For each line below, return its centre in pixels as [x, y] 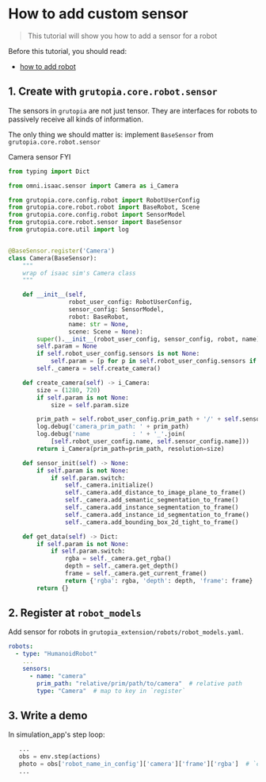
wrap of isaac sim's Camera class [79, 273]
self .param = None [67, 346]
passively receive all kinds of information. [76, 119]
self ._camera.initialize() [109, 485]
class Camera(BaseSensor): [53, 258]
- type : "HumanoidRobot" [56, 654]
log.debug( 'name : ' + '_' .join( [111, 434]
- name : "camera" [58, 676]
